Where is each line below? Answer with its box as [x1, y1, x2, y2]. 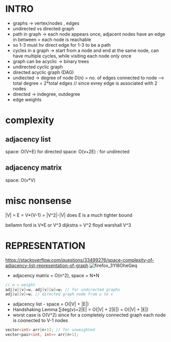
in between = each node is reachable [12, 36, 91, 43]
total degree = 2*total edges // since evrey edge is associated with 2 [12, 80, 158, 86]
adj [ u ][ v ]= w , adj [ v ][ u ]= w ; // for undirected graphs [5, 287, 120, 292]
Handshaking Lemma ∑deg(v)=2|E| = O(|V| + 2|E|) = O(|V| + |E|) [12, 307, 148, 313]
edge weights [12, 96, 42, 103]
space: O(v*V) [5, 177, 36, 183]
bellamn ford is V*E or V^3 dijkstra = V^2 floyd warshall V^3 [5, 222, 132, 228]
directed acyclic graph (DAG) [12, 69, 74, 75]
